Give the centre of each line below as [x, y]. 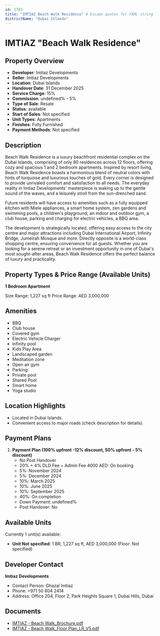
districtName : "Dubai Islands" [37, 19]
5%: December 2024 [40, 476]
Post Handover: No [38, 507]
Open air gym [26, 364]
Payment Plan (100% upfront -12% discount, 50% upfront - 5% [77, 450]
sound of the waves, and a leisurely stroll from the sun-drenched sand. [76, 193]
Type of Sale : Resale [33, 104]
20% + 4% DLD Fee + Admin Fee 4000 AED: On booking [76, 466]
